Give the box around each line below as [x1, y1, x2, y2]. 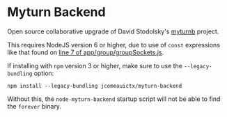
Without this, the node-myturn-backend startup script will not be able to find [7, 95, 221, 103]
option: [33, 69, 54, 77]
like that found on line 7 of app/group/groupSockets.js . [7, 48, 164, 56]
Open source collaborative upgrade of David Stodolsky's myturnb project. [7, 27, 219, 36]
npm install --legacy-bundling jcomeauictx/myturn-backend [7, 82, 182, 89]
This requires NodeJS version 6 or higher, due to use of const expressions [7, 40, 221, 49]
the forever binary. [7, 102, 61, 110]
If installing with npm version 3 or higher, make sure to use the [7, 61, 183, 70]
